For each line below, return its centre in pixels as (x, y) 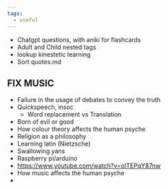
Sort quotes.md (39, 61)
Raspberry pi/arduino (47, 159)
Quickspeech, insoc (45, 107)
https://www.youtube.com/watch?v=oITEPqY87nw (89, 166)
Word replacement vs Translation (74, 115)
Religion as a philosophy (52, 137)
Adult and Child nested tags (56, 47)
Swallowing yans (41, 151)
